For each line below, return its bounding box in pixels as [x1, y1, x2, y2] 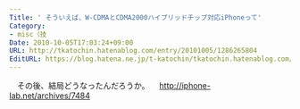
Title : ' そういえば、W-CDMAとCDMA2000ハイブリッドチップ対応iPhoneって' [9, 13, 262, 22]
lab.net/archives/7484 [9, 90, 91, 101]
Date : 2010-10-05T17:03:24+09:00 [9, 38, 134, 47]
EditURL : [9, 54, 42, 63]
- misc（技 [9, 29, 47, 38]
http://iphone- [159, 80, 212, 90]
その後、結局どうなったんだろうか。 [16, 80, 150, 90]
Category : [9, 21, 46, 30]
